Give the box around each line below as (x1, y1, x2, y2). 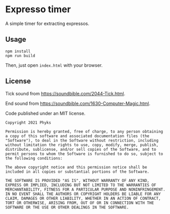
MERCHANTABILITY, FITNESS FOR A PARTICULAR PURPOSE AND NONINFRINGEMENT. (5, 187, 166, 192)
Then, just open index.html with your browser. (5, 62, 103, 68)
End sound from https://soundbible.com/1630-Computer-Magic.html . (5, 100, 151, 106)
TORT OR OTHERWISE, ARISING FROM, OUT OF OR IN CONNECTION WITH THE (5, 200, 154, 205)
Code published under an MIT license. (5, 110, 86, 116)
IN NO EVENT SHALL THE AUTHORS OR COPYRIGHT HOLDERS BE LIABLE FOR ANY (5, 191, 161, 197)
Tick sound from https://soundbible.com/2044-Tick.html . (5, 90, 126, 96)
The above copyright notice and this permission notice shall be (5, 165, 147, 170)
